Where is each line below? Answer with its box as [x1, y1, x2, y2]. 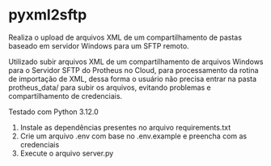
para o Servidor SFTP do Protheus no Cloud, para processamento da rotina [8, 65, 259, 74]
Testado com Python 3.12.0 [8, 107, 99, 117]
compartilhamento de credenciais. [8, 91, 123, 100]
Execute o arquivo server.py [19, 148, 114, 158]
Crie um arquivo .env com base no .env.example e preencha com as [19, 131, 248, 141]
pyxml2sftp [8, 6, 87, 24]
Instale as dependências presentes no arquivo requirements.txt [19, 122, 231, 132]
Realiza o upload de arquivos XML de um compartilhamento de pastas [8, 32, 243, 42]
